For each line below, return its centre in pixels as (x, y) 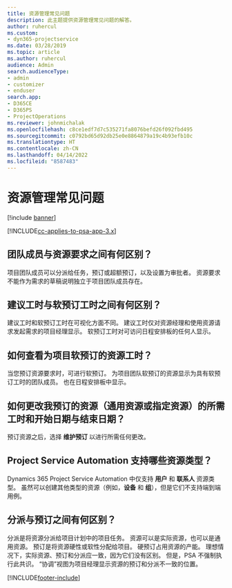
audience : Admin (30, 65)
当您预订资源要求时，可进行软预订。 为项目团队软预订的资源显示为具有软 (111, 374)
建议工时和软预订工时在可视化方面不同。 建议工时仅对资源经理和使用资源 (111, 323)
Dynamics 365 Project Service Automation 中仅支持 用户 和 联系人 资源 (108, 479)
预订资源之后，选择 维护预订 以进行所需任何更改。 (78, 437)
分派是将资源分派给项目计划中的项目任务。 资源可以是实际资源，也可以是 (111, 538)
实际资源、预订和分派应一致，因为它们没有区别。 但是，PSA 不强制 (120, 555)
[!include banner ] (32, 217)
